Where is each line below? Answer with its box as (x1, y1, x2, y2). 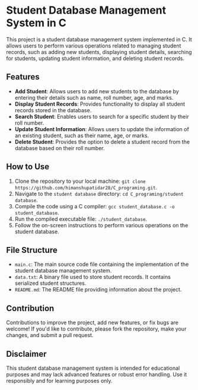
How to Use (6, 161, 50, 172)
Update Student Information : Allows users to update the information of (14, 125, 190, 132)
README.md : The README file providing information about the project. (14, 286, 182, 293)
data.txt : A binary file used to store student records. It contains (14, 274, 171, 281)
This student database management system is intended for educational (6, 364, 180, 372)
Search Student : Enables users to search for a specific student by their (14, 113, 189, 120)
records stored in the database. (14, 106, 92, 113)
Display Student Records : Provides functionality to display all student (14, 100, 186, 107)
